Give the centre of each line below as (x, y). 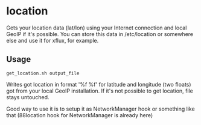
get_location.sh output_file (43, 73)
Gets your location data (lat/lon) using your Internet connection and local (97, 28)
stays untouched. (28, 97)
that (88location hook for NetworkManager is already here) (80, 115)
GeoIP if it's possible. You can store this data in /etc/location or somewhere (100, 34)
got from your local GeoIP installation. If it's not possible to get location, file (100, 91)
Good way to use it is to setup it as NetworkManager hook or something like (101, 109)
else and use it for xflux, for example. (53, 40)
